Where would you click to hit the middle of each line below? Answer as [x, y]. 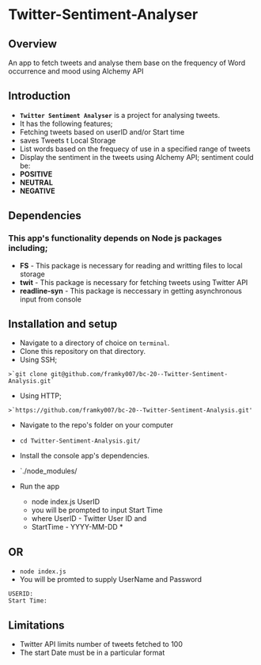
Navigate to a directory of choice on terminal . [95, 343]
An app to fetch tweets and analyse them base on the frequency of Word [127, 63]
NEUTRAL [36, 182]
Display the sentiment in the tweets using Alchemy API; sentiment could [137, 157]
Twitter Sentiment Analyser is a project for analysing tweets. [119, 115]
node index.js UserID [66, 502]
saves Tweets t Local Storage [68, 140]
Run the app [40, 486]
